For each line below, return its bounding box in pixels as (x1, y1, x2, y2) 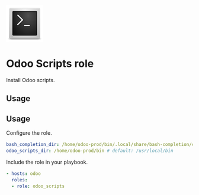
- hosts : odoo (6, 170, 41, 177)
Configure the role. (6, 129, 52, 136)
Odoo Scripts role (6, 57, 94, 70)
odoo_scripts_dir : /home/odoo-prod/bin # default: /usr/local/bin (6, 148, 174, 154)
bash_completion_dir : (6, 142, 60, 148)
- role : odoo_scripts (11, 183, 65, 189)
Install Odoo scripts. (6, 76, 55, 83)
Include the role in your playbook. (6, 158, 88, 165)
